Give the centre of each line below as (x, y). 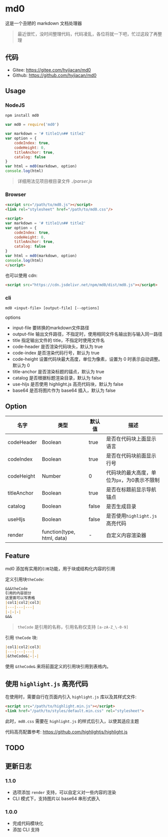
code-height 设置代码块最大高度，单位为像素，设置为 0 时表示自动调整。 (87, 359)
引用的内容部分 (18, 593)
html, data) (54, 538)
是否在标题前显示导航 (131, 489)
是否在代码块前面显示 (131, 456)
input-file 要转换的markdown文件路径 (51, 328)
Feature (17, 556)
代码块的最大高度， (129, 473)
